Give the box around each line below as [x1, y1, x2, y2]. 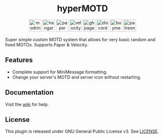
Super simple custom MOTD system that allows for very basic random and [5, 36, 156, 42]
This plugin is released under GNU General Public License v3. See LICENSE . [5, 128, 159, 135]
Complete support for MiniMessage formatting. [12, 69, 108, 75]
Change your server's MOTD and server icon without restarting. [12, 74, 141, 80]
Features [5, 56, 33, 64]
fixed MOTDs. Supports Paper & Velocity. [5, 42, 88, 47]
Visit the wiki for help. [5, 101, 49, 107]
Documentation [5, 89, 54, 97]
